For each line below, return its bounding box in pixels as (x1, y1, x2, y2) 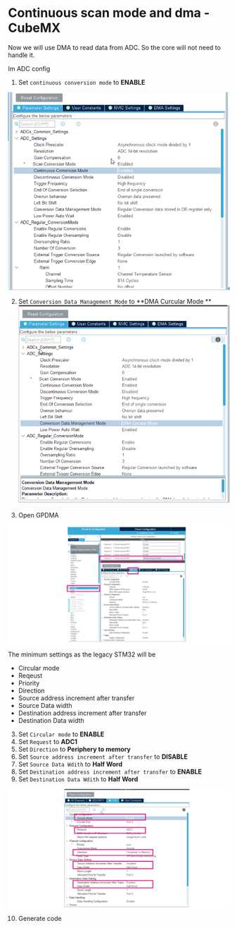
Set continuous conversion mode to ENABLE (18, 78, 146, 86)
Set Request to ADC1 (18, 737, 78, 745)
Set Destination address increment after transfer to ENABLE (18, 767, 203, 776)
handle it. (8, 51, 35, 59)
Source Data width (18, 701, 72, 709)
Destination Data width (18, 716, 85, 724)
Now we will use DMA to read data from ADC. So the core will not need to (8, 43, 221, 51)
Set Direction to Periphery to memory (18, 745, 131, 753)
